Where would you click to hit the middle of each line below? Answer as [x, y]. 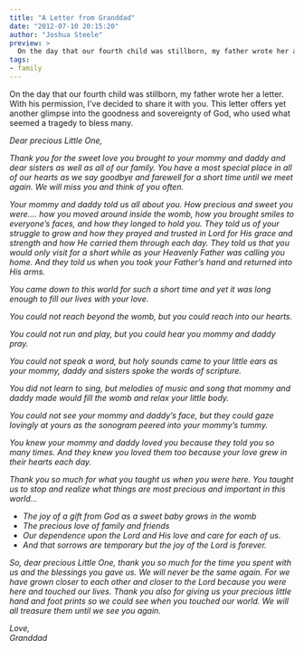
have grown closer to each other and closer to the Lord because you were [148, 581]
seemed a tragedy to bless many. [71, 122]
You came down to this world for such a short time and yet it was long [140, 289]
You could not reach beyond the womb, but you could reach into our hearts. [151, 316]
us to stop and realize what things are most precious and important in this [147, 489]
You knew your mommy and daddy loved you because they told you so [142, 442]
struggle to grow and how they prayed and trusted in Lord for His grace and [151, 233]
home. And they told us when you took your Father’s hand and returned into [151, 262]
